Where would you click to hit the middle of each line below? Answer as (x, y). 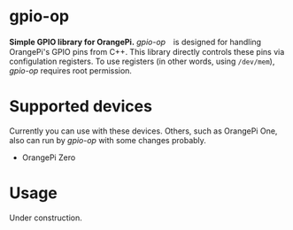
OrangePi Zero (49, 157)
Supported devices (81, 107)
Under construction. (46, 218)
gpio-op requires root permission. (71, 70)
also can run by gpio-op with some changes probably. (108, 140)
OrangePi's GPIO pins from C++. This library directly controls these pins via (147, 51)
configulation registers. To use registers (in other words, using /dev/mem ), (142, 61)
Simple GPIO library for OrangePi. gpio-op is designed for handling (135, 42)
